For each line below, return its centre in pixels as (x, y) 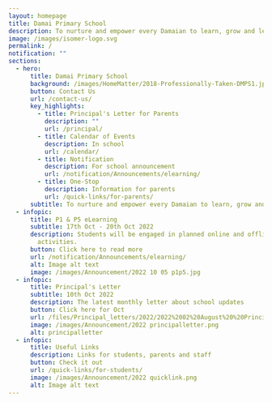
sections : (25, 62)
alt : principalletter (66, 332)
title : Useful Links (64, 348)
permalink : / (30, 46)
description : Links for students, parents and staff (121, 355)
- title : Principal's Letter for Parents (108, 114)
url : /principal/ (74, 129)
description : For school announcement (110, 167)
